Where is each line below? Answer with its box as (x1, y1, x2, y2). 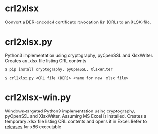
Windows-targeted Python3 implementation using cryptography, (5, 108, 135, 114)
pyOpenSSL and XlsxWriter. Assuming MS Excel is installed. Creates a (5, 113, 147, 119)
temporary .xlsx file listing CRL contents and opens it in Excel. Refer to (5, 118, 147, 124)
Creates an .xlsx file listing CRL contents (5, 57, 87, 64)
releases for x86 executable (5, 123, 62, 130)
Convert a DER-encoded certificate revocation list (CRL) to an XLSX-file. (5, 19, 151, 25)
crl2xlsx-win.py (5, 92, 71, 103)
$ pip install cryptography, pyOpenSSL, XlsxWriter (5, 67, 113, 72)
